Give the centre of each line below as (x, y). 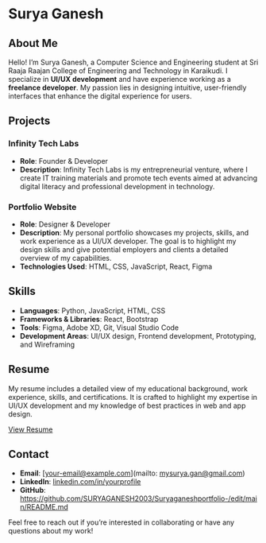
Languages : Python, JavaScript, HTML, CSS (93, 310)
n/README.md (44, 507)
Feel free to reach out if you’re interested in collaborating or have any (121, 522)
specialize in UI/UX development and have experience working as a (120, 79)
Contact (29, 454)
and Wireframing (47, 344)
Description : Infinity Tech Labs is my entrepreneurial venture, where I (133, 169)
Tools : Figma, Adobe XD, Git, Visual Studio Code (99, 328)
